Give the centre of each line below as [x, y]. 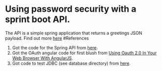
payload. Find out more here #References [47, 38]
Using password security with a [71, 9]
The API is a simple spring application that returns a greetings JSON [74, 33]
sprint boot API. [37, 19]
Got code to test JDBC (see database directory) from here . [71, 63]
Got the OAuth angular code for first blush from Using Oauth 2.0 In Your [84, 53]
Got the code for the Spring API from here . [55, 47]
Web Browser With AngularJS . [43, 58]
